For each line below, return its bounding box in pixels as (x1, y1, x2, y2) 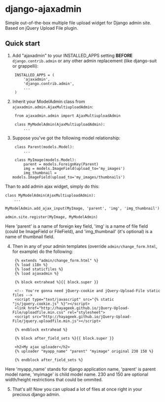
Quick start (5, 40, 40, 48)
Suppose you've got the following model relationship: (12, 135, 121, 141)
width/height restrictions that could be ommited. (5, 376, 103, 382)
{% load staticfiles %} (14, 267, 64, 272)
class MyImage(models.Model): (14, 157, 77, 162)
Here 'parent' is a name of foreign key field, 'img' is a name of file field (5, 223, 148, 229)
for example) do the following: (12, 248, 73, 254)
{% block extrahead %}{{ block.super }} (14, 280, 99, 284)
